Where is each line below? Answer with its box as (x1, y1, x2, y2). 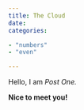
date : (8, 19, 26, 27)
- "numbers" (8, 41, 48, 49)
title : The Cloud (8, 11, 66, 20)
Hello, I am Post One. (8, 77, 77, 87)
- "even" (8, 49, 37, 57)
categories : (8, 26, 48, 34)
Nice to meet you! (8, 92, 68, 102)
